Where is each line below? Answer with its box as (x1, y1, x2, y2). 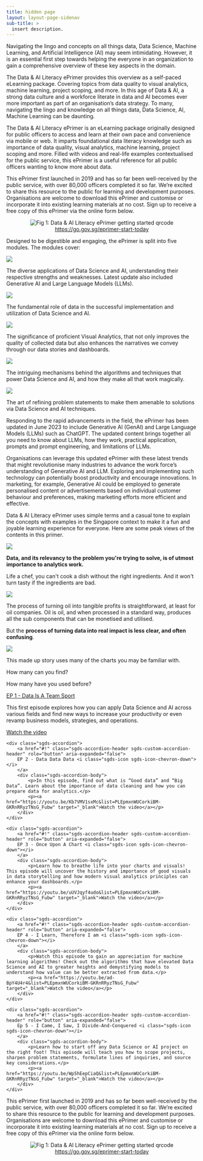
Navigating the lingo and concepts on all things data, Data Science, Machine (6, 43, 197, 50)
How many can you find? (6, 668, 68, 676)
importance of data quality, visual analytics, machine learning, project (6, 144, 180, 151)
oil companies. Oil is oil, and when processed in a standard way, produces (6, 609, 191, 616)
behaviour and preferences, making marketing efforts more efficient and (6, 494, 187, 501)
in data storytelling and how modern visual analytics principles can (6, 874, 188, 880)
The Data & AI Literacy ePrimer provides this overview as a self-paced (6, 74, 182, 81)
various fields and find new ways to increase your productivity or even (6, 710, 182, 718)
